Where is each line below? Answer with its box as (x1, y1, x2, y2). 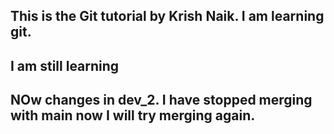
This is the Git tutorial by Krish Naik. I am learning (10, 8, 325, 25)
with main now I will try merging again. (10, 107, 256, 124)
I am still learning (10, 57, 120, 74)
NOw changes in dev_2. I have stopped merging (10, 92, 313, 109)
